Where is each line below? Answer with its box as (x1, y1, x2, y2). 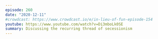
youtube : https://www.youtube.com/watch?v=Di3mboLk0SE (5, 21, 124, 27)
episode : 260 (5, 7, 33, 13)
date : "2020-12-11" (5, 12, 47, 17)
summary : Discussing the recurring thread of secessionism (5, 26, 133, 31)
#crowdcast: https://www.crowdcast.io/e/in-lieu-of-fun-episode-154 (5, 17, 153, 22)
